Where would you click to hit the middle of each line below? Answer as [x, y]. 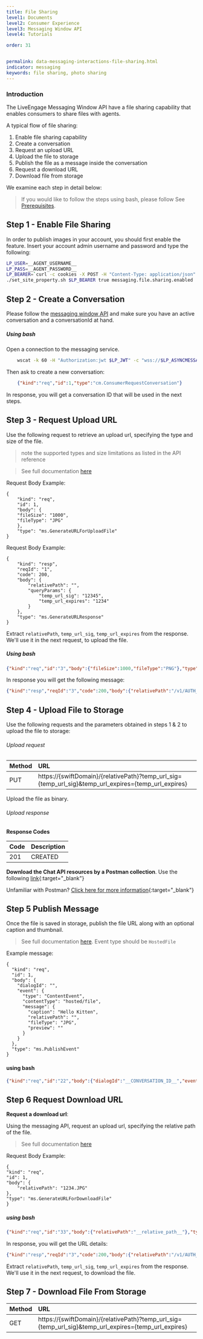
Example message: [30, 953]
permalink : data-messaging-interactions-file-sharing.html [82, 62]
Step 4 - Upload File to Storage [65, 710]
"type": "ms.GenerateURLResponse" [60, 617]
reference [33, 459]
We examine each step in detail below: [54, 187]
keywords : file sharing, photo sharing [56, 73]
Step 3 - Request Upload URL [62, 420]
